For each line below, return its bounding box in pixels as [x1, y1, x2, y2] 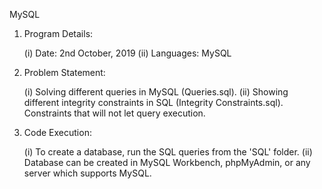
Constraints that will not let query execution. [23, 107, 206, 119]
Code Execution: [23, 127, 92, 138]
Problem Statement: [23, 67, 106, 78]
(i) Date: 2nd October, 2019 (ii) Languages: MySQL [23, 47, 232, 59]
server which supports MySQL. [23, 167, 152, 179]
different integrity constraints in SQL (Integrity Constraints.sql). [23, 97, 284, 108]
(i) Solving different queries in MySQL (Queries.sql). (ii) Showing [23, 86, 289, 98]
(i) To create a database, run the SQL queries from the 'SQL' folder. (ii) [23, 146, 313, 158]
